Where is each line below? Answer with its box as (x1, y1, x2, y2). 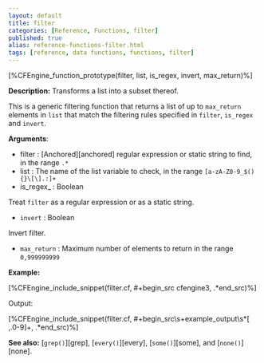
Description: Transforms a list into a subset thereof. (8, 86, 179, 96)
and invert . (8, 119, 46, 128)
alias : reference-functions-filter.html (8, 41, 145, 49)
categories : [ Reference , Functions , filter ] (8, 26, 159, 34)
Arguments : (8, 134, 49, 144)
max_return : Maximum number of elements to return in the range (19, 244, 234, 253)
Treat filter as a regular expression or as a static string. (8, 197, 195, 207)
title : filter (8, 19, 56, 27)
